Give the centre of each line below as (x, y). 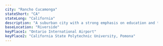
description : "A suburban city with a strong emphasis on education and (80, 23)
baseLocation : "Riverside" (32, 27)
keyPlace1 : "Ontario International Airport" (51, 32)
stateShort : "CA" (23, 14)
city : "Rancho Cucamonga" (31, 9)
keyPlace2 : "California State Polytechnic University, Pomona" (70, 36)
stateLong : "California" (30, 18)
